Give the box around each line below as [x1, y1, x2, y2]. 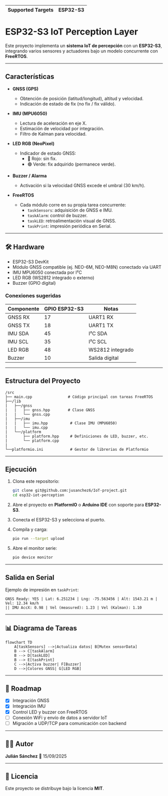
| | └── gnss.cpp [5, 412, 50, 417]
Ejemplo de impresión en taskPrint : [5, 586, 79, 592]
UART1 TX [88, 322, 113, 329]
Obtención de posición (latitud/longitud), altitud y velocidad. [19, 95, 144, 102]
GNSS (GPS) [12, 86, 38, 92]
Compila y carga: [12, 526, 48, 532]
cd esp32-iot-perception [12, 493, 64, 498]
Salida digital [88, 354, 119, 361]
